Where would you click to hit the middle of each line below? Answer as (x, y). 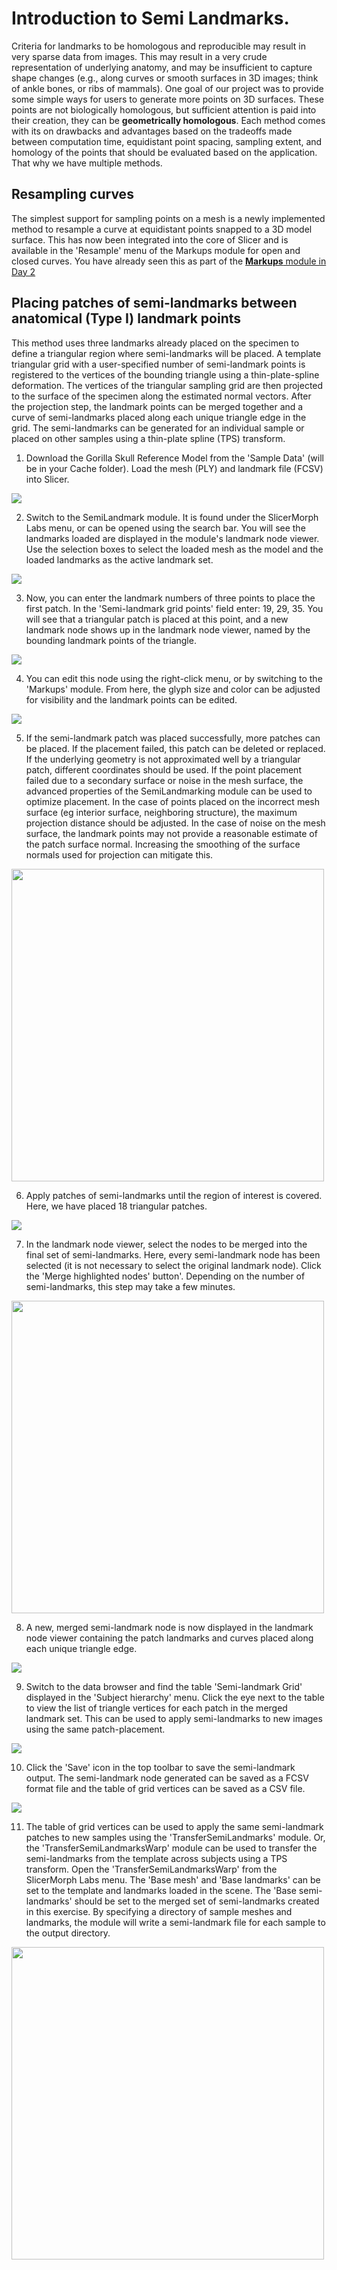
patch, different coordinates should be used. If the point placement (163, 769)
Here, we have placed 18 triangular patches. (116, 1206)
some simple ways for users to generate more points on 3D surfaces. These (168, 99)
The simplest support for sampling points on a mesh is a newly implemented (168, 218)
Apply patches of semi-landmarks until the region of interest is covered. (174, 1195)
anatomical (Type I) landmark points (126, 318)
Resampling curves (72, 194)
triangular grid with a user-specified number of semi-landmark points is (158, 364)
